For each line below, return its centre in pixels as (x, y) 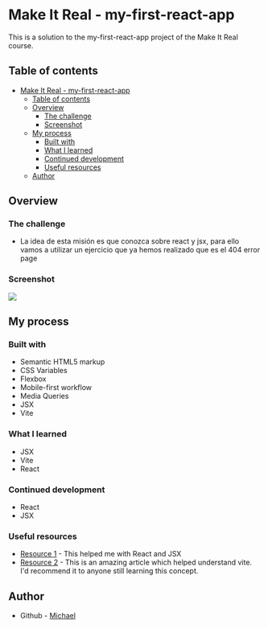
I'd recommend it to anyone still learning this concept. (109, 571)
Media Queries (44, 396)
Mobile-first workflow (56, 388)
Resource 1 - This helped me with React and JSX (101, 554)
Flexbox (33, 379)
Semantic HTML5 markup (62, 362)
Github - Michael (48, 616)
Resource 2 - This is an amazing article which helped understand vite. (136, 562)
